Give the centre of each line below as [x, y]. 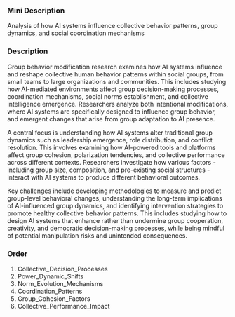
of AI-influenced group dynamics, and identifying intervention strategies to [115, 205]
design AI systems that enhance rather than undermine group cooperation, [115, 220]
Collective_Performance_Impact [63, 306]
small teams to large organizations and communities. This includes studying [117, 81]
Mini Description [36, 11]
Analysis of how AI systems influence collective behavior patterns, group [113, 26]
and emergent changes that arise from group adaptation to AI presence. [111, 119]
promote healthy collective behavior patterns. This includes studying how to [117, 213]
